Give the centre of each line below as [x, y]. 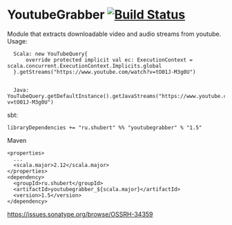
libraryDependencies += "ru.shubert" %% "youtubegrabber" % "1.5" [105, 128]
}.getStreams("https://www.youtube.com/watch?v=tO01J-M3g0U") [105, 72]
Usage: [17, 41]
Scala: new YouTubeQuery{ [51, 54]
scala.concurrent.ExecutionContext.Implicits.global [85, 66]
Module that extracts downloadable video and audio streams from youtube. [114, 34]
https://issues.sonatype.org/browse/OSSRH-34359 [80, 214]
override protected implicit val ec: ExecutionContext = [109, 60]
